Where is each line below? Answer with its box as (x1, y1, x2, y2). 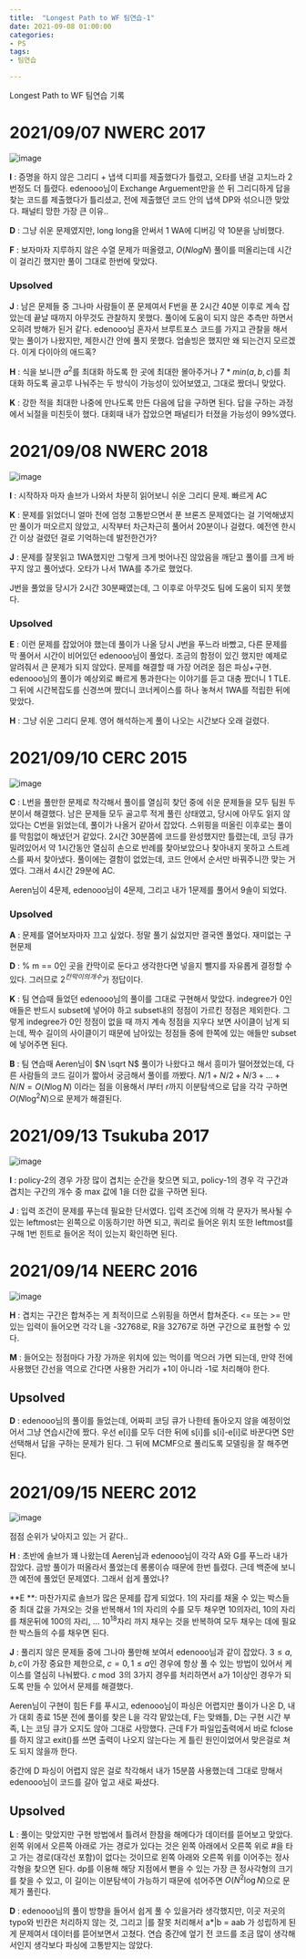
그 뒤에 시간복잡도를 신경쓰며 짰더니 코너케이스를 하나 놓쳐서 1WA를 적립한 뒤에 (9, 685, 291, 696)
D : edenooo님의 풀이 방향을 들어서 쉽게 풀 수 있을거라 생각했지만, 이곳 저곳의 (9, 1905, 286, 1916)
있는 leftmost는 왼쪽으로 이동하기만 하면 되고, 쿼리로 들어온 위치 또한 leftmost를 (9, 1217, 294, 1228)
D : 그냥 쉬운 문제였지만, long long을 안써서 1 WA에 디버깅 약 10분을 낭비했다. (9, 224, 285, 235)
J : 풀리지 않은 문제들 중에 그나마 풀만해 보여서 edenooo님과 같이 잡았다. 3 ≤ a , (9, 1646, 293, 1657)
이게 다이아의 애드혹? (21, 347, 97, 358)
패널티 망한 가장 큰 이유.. (21, 205, 109, 216)
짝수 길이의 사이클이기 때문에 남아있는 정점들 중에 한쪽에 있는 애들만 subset (28, 1028, 297, 1039)
